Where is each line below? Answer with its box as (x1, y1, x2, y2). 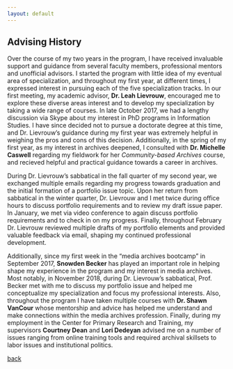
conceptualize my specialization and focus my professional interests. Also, (7, 289, 221, 297)
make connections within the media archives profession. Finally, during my (7, 311, 221, 319)
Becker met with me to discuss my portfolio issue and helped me (7, 282, 193, 290)
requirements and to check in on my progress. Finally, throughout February (7, 216, 222, 225)
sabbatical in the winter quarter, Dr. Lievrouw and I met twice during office (7, 194, 220, 202)
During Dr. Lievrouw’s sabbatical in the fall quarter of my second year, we (7, 172, 217, 180)
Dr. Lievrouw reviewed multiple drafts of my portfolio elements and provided (7, 224, 225, 232)
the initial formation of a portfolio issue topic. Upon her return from (7, 186, 198, 195)
